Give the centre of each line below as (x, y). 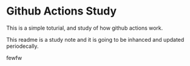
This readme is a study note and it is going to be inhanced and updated (95, 39)
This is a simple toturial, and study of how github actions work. (85, 28)
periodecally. (22, 46)
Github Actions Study (62, 11)
